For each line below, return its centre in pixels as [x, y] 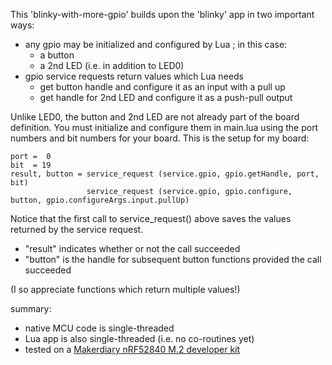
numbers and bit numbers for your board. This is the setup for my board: [160, 138]
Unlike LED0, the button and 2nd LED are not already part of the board [155, 117]
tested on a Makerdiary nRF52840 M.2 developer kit [132, 349]
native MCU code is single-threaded [99, 328]
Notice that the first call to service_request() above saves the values [151, 218]
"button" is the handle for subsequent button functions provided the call [173, 259]
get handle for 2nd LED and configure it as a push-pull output [166, 97]
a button [57, 55]
